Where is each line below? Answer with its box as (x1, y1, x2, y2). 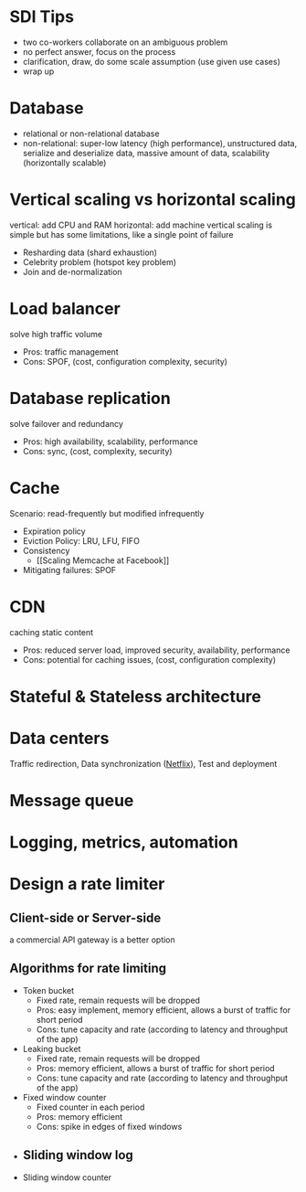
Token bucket (22, 984, 75, 995)
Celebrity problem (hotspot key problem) (22, 256, 176, 267)
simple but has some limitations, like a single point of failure (9, 229, 234, 239)
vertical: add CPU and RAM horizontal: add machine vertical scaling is (9, 219, 272, 230)
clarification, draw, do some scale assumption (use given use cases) (22, 56, 281, 67)
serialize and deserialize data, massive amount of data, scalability (22, 147, 270, 158)
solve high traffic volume (9, 328, 103, 339)
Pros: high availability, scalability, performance (22, 436, 198, 447)
